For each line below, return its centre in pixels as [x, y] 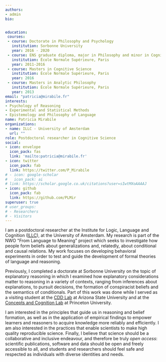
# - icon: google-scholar [32, 175]
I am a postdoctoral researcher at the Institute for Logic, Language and [77, 230]
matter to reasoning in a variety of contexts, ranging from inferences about [81, 282]
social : [13, 142]
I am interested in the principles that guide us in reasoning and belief [75, 313]
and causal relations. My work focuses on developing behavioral [71, 251]
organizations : [21, 124]
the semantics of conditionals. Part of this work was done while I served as [82, 292]
